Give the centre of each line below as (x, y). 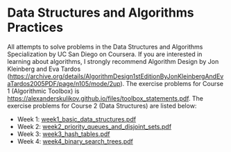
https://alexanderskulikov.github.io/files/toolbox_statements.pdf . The (105, 98)
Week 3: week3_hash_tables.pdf (63, 134)
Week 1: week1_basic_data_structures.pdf (77, 119)
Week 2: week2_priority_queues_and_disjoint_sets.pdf (94, 126)
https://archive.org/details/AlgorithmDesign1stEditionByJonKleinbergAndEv (117, 76)
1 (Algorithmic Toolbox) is (43, 91)
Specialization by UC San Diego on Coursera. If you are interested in (105, 54)
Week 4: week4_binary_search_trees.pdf (75, 141)
